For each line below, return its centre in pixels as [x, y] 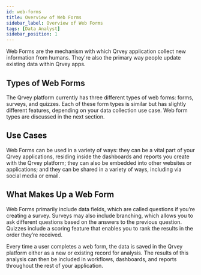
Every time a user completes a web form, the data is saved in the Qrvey [94, 246]
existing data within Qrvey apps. [46, 64]
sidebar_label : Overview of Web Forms [55, 23]
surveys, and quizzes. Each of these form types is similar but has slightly [96, 104]
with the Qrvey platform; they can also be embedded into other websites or [99, 162]
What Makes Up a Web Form [60, 195]
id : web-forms [24, 12]
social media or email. [33, 176]
